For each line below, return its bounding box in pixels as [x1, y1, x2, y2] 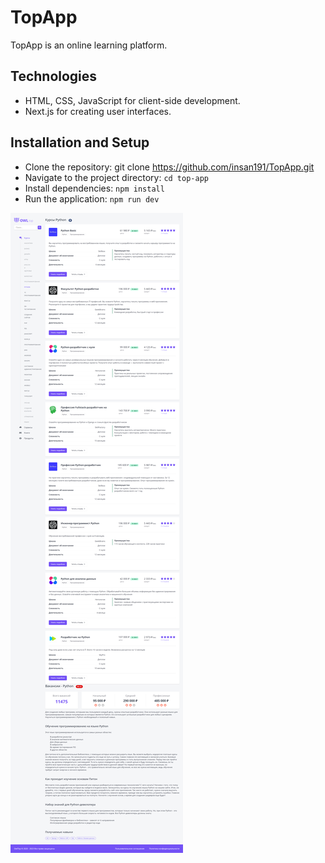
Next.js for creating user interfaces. [24, 105, 172, 117]
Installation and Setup [10, 134, 150, 151]
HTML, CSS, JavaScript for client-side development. [24, 94, 241, 106]
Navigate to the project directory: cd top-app [24, 171, 209, 183]
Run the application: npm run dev [24, 192, 160, 205]
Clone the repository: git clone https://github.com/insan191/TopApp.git [24, 161, 315, 173]
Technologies [10, 68, 98, 85]
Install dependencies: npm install [24, 182, 165, 194]
